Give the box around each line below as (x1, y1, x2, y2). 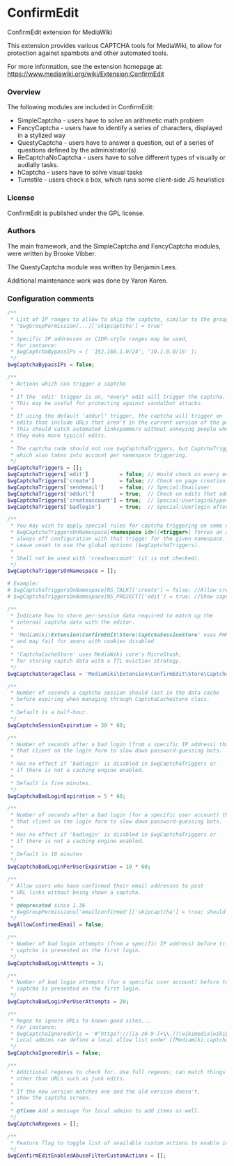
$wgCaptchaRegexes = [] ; (7, 1120, 79, 1127)
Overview (7, 87, 41, 97)
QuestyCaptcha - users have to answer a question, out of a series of (17, 139, 214, 147)
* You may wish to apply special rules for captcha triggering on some (10, 522, 223, 530)
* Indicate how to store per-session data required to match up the (10, 612, 214, 619)
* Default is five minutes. (10, 780, 92, 787)
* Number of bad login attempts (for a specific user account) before (10, 979, 219, 986)
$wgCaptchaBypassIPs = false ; (7, 361, 95, 368)
